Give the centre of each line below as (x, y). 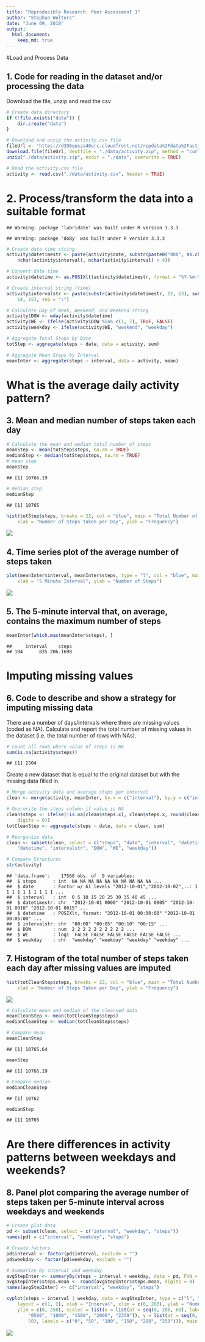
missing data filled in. (33, 781)
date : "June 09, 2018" (35, 23)
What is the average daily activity (93, 385)
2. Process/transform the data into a (100, 198)
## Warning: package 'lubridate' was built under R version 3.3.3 (92, 228)
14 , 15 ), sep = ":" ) (43, 300)
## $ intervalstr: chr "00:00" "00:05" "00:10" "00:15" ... (87, 924)
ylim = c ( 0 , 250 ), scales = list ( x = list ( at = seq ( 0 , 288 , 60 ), (102, 1310)
